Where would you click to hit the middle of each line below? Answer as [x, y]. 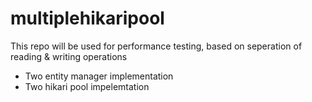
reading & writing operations [69, 56]
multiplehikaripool [87, 18]
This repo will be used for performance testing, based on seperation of [156, 46]
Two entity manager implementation [99, 76]
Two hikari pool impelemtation [87, 86]
